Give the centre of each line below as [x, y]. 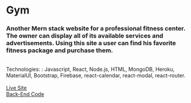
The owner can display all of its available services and [85, 36]
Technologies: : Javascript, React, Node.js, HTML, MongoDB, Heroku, [91, 69]
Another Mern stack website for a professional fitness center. [96, 29]
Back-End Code [25, 94]
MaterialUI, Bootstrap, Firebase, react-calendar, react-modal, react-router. [96, 75]
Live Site [16, 88]
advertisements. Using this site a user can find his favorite [91, 43]
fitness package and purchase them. [60, 50]
